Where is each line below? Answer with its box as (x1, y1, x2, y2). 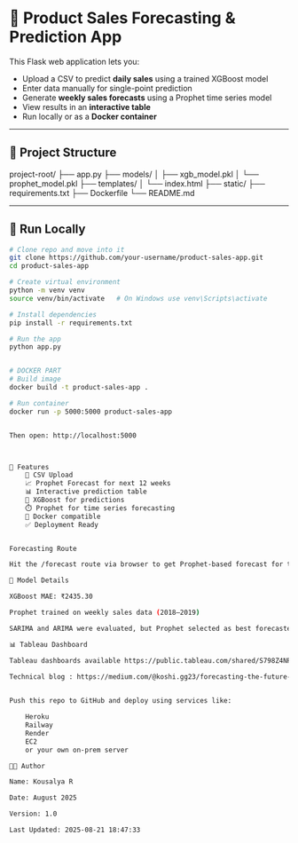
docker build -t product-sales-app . (9, 383, 149, 392)
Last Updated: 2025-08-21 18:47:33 (9, 825, 141, 835)
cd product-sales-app (9, 262, 90, 271)
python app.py (9, 343, 62, 351)
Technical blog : (9, 673, 74, 681)
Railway (25, 721, 53, 730)
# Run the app (9, 335, 62, 343)
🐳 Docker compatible (25, 512, 101, 521)
